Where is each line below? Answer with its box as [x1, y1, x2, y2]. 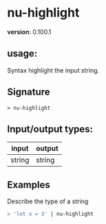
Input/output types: [7, 123, 94, 135]
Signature [7, 86, 50, 98]
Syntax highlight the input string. [7, 66, 100, 74]
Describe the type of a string [7, 197, 89, 205]
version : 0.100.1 [7, 28, 52, 36]
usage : [7, 48, 38, 59]
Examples [7, 178, 50, 191]
